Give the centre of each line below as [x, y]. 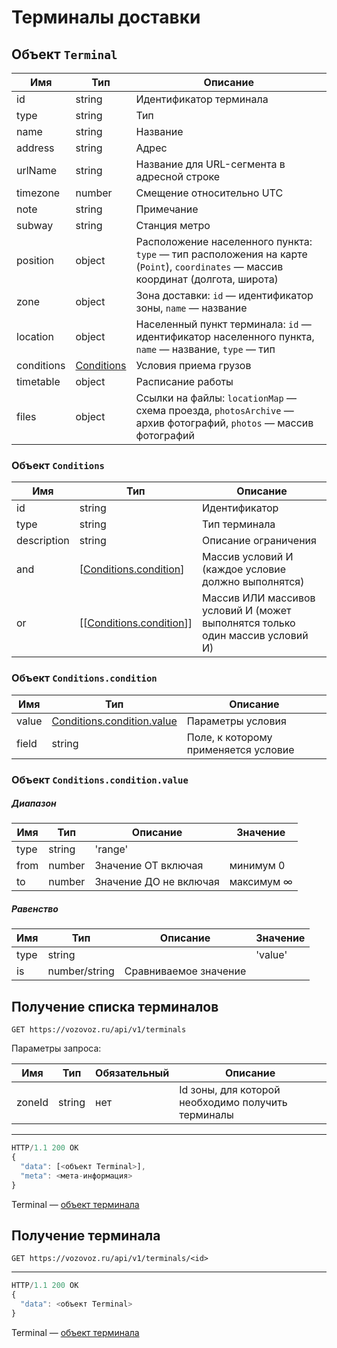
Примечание [167, 209]
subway [35, 225]
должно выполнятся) [253, 582]
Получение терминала [86, 1236]
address [35, 148]
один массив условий [255, 636]
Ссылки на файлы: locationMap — [216, 398]
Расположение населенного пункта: [224, 241]
